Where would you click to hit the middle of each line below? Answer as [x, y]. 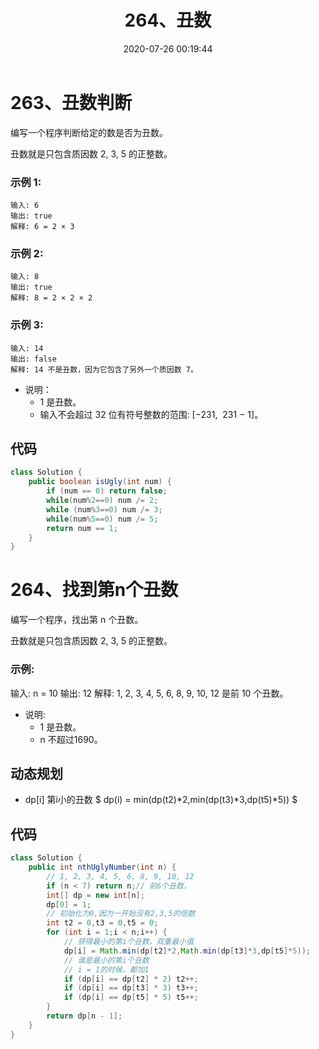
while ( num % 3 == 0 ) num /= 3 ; [104, 509]
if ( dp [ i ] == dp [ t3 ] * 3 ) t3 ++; [131, 988]
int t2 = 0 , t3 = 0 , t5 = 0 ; [102, 923]
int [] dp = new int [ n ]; [95, 895]
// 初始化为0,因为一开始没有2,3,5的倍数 [121, 914]
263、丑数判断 [71, 102]
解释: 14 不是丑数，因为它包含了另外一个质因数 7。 [104, 369]
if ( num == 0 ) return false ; [107, 491]
